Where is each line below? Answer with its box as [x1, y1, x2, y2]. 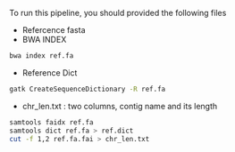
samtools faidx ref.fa [9, 117, 94, 127]
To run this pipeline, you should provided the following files [9, 8, 227, 18]
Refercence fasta [21, 25, 86, 35]
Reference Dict [21, 67, 78, 78]
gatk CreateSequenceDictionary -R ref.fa [9, 84, 166, 93]
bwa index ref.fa [9, 52, 74, 60]
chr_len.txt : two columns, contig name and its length [21, 100, 218, 111]
